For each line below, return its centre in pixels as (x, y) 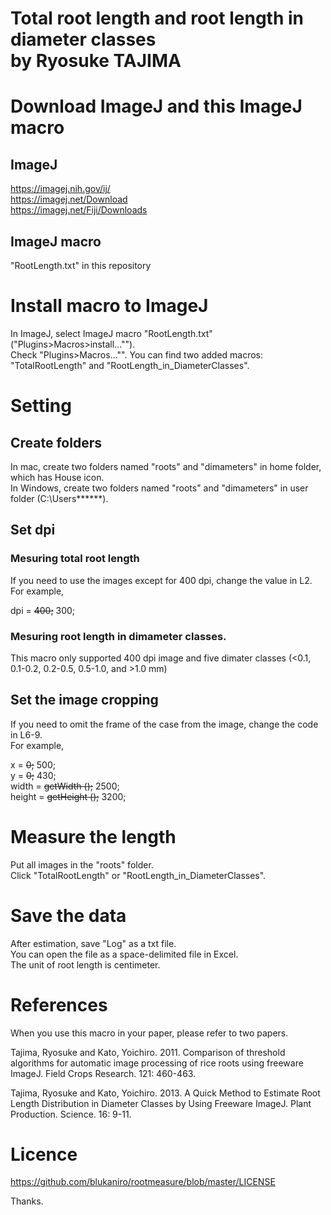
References (59, 1004)
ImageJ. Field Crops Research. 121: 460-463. (103, 1073)
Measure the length (93, 836)
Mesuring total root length (75, 559)
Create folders (56, 442)
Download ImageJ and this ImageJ (156, 106)
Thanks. (27, 1201)
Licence (44, 1154)
